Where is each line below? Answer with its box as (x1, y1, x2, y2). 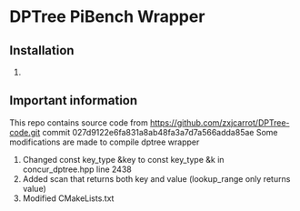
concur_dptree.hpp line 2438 (22, 164, 132, 175)
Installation (9, 43, 75, 58)
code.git (9, 126, 41, 137)
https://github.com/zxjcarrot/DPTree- (149, 116, 290, 128)
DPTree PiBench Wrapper (9, 6, 205, 27)
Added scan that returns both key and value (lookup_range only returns (22, 173, 291, 184)
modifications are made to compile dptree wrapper (9, 136, 200, 147)
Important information (9, 93, 138, 108)
